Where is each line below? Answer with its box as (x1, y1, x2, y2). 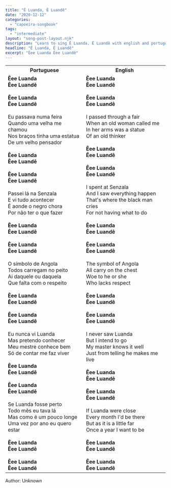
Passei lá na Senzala (8, 190, 57, 197)
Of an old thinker (85, 132, 126, 140)
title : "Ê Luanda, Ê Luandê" (5, 7, 67, 13)
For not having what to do (85, 209, 148, 216)
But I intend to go (85, 337, 127, 344)
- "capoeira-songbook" (10, 21, 58, 27)
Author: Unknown (5, 477, 42, 483)
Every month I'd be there (85, 413, 145, 421)
